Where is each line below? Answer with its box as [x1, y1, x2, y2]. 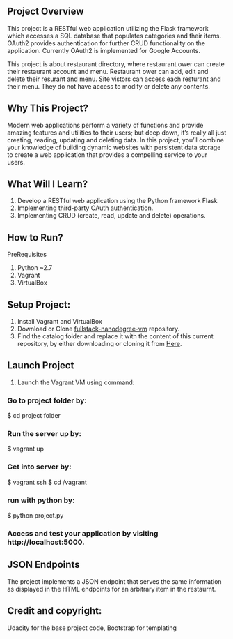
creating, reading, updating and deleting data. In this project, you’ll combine [7, 135, 225, 144]
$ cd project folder [7, 412, 61, 420]
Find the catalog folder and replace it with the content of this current [17, 332, 214, 340]
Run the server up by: [7, 429, 82, 439]
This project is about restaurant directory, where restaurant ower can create [7, 59, 225, 68]
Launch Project [7, 359, 74, 372]
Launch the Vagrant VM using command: [17, 378, 135, 386]
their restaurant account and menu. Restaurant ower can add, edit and [7, 67, 209, 75]
